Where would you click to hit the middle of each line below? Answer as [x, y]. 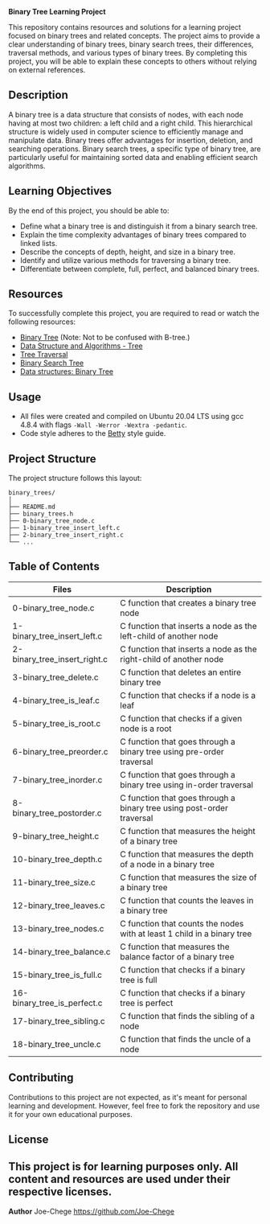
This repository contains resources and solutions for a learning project [125, 27]
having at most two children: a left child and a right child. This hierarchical [131, 123]
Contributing [41, 1078]
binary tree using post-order [174, 807]
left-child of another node [169, 636]
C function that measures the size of [188, 877]
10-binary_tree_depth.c [57, 859]
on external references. [47, 70]
